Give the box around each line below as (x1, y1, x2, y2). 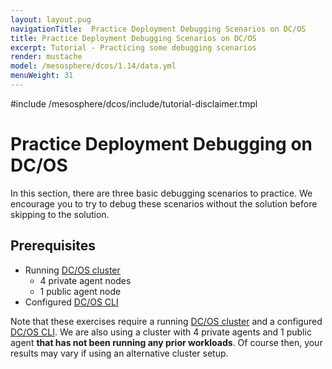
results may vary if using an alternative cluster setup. (10, 347, 229, 359)
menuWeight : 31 (10, 71, 74, 81)
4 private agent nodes (39, 274, 132, 286)
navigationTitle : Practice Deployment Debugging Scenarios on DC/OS (10, 24, 307, 34)
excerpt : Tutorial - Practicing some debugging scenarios (10, 42, 257, 53)
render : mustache (10, 52, 83, 62)
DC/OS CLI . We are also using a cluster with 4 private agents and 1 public (10, 326, 312, 338)
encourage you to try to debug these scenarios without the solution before (10, 197, 318, 210)
